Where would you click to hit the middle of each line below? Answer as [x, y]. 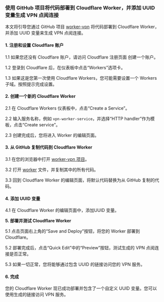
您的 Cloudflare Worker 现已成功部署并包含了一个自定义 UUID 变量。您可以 [81, 288]
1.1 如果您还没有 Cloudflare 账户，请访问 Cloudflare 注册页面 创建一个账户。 [82, 57]
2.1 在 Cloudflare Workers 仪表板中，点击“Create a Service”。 [67, 108]
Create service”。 [42, 124]
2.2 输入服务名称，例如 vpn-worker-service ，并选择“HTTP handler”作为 [78, 119]
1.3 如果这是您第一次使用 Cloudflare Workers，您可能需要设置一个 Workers [81, 78]
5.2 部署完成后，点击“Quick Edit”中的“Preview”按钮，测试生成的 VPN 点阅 [80, 248]
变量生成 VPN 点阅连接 [32, 15]
